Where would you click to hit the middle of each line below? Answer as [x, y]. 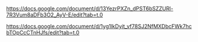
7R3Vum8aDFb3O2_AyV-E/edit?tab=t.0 [55, 15]
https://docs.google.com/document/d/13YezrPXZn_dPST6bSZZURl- [90, 9]
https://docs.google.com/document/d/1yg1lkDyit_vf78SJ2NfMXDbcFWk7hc [99, 26]
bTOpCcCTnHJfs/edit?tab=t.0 [43, 33]
